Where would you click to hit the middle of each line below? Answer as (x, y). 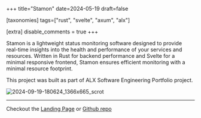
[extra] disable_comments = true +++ (52, 32)
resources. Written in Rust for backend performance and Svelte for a (91, 56)
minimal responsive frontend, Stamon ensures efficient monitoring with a (96, 62)
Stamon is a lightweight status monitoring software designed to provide (94, 43)
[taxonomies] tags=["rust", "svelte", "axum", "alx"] (68, 20)
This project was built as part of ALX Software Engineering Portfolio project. (100, 80)
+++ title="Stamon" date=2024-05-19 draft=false (67, 9)
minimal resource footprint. (39, 69)
